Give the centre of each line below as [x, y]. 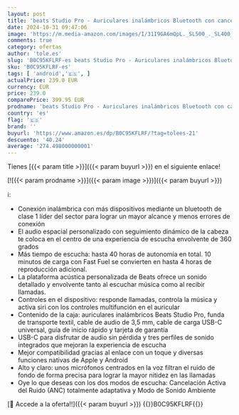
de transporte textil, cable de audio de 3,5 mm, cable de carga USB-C [120, 322]
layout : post [27, 14]
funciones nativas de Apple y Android [73, 360]
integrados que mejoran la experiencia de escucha [92, 345]
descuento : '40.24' [36, 140]
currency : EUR [28, 87]
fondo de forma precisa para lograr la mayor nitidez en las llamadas [116, 375]
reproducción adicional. [52, 269]
